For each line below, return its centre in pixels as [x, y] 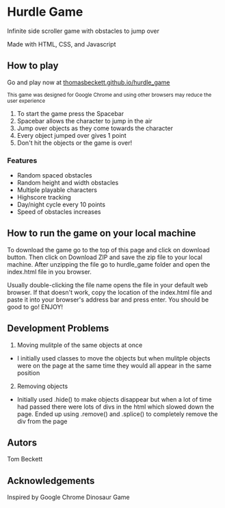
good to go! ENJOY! [35, 306]
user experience [26, 101]
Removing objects [42, 386]
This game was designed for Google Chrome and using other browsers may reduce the [109, 95]
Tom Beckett [25, 459]
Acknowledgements [51, 481]
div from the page [42, 421]
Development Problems [58, 329]
